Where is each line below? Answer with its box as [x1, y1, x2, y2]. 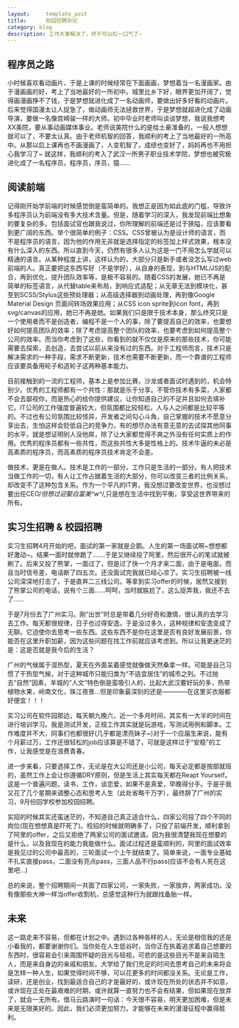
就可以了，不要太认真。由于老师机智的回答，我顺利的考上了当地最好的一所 [7, 132, 225, 141]
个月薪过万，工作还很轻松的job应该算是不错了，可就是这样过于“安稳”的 [7, 737, 216, 746]
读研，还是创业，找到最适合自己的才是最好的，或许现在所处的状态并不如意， [7, 977, 232, 985]
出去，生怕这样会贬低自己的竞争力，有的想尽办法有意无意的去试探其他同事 [13, 421, 232, 429]
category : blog [7, 23, 53, 31]
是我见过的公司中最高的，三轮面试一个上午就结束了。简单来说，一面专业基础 [7, 847, 232, 857]
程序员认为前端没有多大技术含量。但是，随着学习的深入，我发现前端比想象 [13, 210, 232, 219]
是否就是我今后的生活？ [26, 645, 95, 654]
